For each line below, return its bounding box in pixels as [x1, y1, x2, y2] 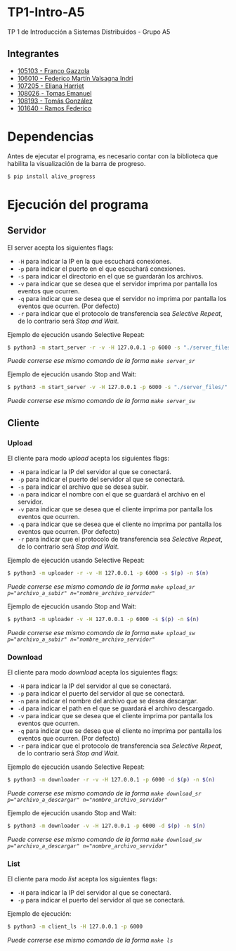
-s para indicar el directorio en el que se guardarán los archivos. [17, 272, 204, 280]
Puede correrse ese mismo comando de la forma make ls [7, 936, 173, 944]
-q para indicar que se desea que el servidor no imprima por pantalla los [17, 294, 227, 302]
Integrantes [7, 48, 60, 60]
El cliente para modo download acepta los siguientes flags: [7, 668, 178, 677]
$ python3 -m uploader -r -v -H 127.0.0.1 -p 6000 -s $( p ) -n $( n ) [7, 570, 209, 577]
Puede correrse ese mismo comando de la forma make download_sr [7, 789, 202, 797]
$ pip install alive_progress [7, 173, 96, 180]
